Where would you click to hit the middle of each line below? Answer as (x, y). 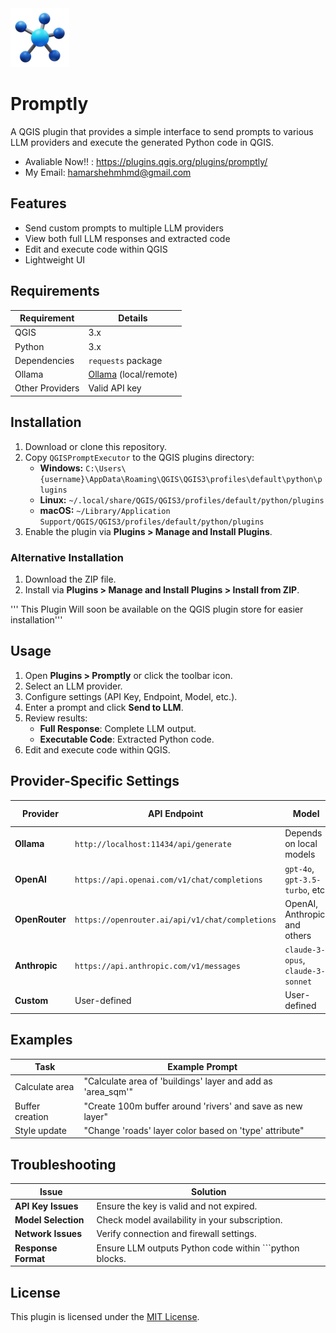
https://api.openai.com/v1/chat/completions (168, 880)
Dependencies (44, 360)
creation (31, 1116)
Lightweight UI (55, 259)
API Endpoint (175, 813)
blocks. (111, 1258)
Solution (209, 1191)
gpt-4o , (299, 868)
